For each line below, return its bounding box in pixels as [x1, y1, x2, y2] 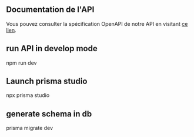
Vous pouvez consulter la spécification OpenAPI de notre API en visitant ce [6, 20, 188, 27]
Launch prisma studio [6, 76, 88, 86]
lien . [6, 26, 16, 34]
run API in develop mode [6, 44, 98, 54]
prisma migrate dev [6, 125, 53, 132]
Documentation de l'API [6, 5, 95, 15]
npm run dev [6, 59, 37, 66]
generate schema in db [6, 109, 92, 119]
